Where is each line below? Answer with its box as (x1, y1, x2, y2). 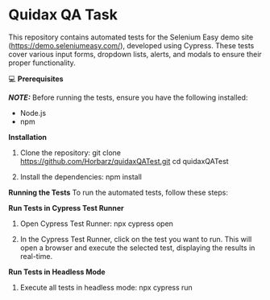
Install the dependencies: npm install (19, 171, 143, 182)
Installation (8, 132, 47, 142)
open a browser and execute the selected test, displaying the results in (19, 243, 255, 253)
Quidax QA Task (8, 6, 118, 24)
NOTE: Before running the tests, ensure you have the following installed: (8, 92, 248, 102)
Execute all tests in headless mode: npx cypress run (19, 282, 193, 292)
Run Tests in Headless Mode (8, 267, 106, 277)
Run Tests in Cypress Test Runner (8, 203, 125, 212)
